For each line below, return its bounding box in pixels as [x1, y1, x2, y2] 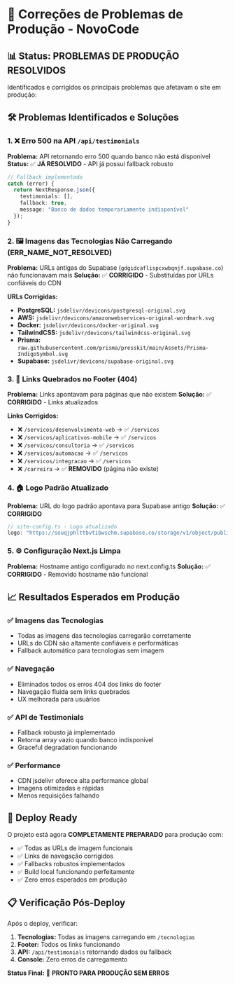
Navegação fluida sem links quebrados [17, 687, 131, 696]
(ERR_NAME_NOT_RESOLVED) [7, 247, 113, 257]
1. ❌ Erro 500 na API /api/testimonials [7, 136, 140, 146]
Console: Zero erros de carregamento [17, 955, 128, 963]
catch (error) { [7, 180, 55, 187]
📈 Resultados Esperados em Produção [7, 592, 180, 603]
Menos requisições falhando [17, 791, 100, 800]
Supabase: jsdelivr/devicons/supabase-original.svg [17, 357, 173, 365]
